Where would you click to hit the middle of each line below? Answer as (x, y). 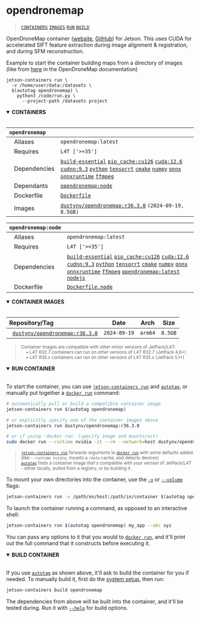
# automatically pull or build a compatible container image (84, 404)
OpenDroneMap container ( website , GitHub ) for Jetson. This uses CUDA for (99, 38)
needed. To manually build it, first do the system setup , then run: (85, 579)
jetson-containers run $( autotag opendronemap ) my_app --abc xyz (89, 526)
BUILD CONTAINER (35, 555)
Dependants (31, 186)
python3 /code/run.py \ (46, 96)
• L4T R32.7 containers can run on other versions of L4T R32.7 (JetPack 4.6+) (106, 352)
